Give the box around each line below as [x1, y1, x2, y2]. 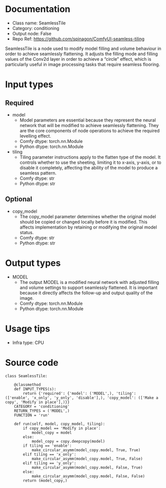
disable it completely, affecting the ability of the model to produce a [19, 164, 158, 170]
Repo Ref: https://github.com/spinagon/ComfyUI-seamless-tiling [12, 36, 145, 42]
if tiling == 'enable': [23, 443, 72, 448]
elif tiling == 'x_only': [23, 452, 77, 457]
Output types [5, 257, 61, 268]
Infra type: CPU [12, 340, 45, 346]
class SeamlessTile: [5, 373, 48, 378]
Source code [5, 357, 58, 368]
